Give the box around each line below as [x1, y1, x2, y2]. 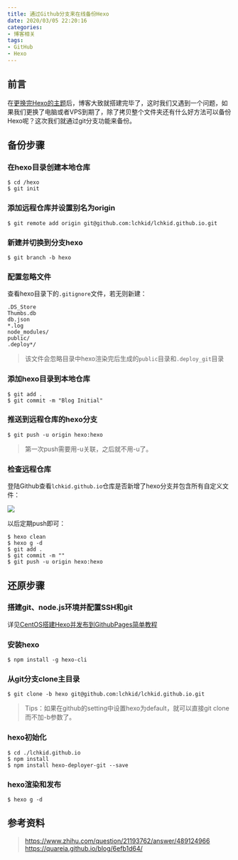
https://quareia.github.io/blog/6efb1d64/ [24, 844, 144, 852]
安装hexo [7, 639, 40, 649]
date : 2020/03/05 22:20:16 [7, 17, 87, 24]
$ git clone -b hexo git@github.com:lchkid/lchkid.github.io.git [7, 690, 205, 698]
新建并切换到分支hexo [7, 237, 83, 247]
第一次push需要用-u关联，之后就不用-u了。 [24, 445, 153, 453]
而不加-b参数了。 [24, 713, 76, 722]
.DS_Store [7, 304, 37, 311]
